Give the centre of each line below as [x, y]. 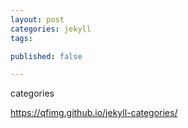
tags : [21, 38]
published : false [46, 56]
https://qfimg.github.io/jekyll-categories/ [94, 113]
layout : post [37, 19]
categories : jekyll [51, 29]
